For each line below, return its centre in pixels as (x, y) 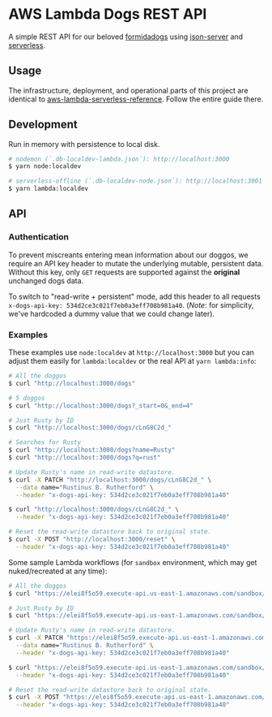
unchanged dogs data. (46, 280)
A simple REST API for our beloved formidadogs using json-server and (126, 37)
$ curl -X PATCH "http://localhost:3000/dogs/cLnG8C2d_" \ (110, 480)
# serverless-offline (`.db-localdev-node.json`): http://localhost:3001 (136, 181)
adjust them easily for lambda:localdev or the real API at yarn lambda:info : (132, 361)
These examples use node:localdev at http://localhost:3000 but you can (132, 352)
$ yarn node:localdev (45, 166)
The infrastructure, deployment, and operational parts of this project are (128, 90)
